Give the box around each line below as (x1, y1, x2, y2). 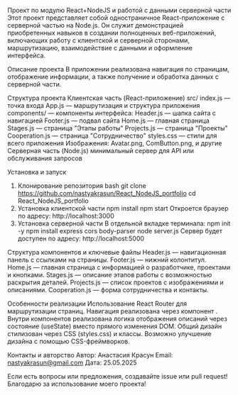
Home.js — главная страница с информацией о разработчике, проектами (7, 263, 231, 272)
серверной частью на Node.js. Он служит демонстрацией (7, 21, 183, 29)
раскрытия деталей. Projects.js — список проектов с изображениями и (7, 278, 224, 286)
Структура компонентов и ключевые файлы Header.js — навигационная (7, 248, 227, 256)
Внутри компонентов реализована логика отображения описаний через (7, 315, 227, 323)
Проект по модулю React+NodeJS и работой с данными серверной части (7, 6, 232, 14)
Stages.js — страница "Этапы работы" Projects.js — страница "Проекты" (7, 124, 229, 132)
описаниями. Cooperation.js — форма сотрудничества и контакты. (7, 286, 210, 294)
